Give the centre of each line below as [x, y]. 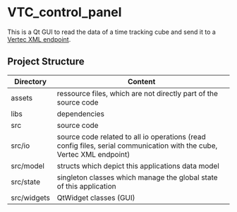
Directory [30, 81]
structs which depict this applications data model [138, 165]
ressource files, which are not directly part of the [138, 93]
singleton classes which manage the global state [137, 177]
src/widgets [31, 197]
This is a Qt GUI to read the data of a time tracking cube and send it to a [112, 32]
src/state [26, 182]
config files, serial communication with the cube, [137, 146]
